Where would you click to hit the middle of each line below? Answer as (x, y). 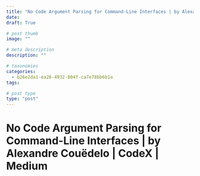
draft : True (21, 23)
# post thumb (22, 33)
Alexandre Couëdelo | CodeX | (83, 154)
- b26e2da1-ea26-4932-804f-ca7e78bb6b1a (62, 77)
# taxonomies (22, 66)
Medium (27, 166)
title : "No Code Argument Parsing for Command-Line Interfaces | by (93, 12)
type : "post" (22, 99)
